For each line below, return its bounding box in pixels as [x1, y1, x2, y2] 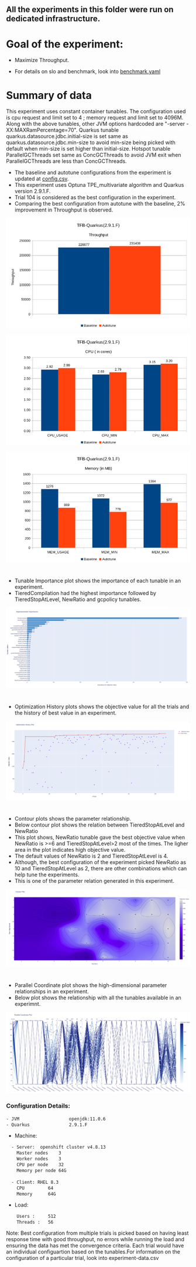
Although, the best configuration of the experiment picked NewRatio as [14, 858, 186, 866]
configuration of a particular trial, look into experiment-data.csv [6, 1254, 159, 1261]
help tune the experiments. [14, 871, 80, 878]
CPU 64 [16, 1185, 54, 1191]
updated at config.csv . [14, 175, 69, 182]
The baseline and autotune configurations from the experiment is [14, 169, 171, 176]
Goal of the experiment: [6, 37, 124, 50]
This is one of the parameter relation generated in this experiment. [14, 877, 174, 884]
